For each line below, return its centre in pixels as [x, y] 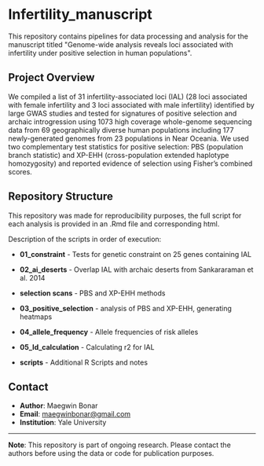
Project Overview [51, 77]
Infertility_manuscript [81, 15]
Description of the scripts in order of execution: [85, 239]
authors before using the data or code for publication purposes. [111, 453]
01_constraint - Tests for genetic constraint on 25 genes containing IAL [136, 254]
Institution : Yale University [63, 423]
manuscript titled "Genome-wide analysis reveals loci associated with [121, 44]
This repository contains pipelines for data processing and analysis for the [128, 36]
